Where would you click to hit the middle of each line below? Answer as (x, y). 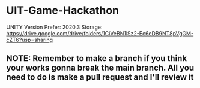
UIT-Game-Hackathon (62, 10)
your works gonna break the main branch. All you (100, 68)
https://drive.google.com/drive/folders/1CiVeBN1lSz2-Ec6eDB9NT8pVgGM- (100, 33)
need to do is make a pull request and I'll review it (100, 78)
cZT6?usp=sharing (29, 40)
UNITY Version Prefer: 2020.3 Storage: (54, 27)
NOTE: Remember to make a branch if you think (97, 58)
